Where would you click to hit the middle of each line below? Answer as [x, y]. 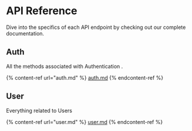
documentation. [25, 33]
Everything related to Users [39, 110]
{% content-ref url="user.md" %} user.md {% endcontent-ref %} [85, 122]
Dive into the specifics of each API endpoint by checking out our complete [96, 27]
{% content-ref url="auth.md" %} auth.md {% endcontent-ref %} [85, 77]
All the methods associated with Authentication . [65, 66]
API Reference [42, 11]
